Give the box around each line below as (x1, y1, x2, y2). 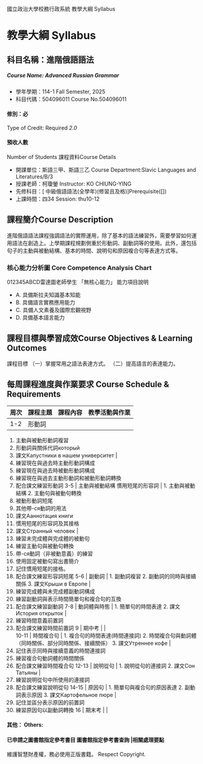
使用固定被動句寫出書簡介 (15, 557, 80, 565)
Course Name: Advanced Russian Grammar (7, 72, 119, 79)
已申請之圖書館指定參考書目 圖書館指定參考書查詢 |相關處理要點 (7, 736, 164, 743)
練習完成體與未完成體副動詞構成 (15, 588, 95, 595)
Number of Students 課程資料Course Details (7, 153, 116, 160)
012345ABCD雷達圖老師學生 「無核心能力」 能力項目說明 (7, 279, 149, 286)
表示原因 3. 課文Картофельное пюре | (20, 691, 117, 698)
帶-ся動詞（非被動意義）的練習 (15, 549, 93, 557)
